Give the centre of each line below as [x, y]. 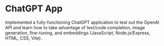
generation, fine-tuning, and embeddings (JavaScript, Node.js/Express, [78, 33]
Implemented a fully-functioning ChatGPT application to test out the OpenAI [82, 22]
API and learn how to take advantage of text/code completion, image [75, 27]
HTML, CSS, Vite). [23, 38]
